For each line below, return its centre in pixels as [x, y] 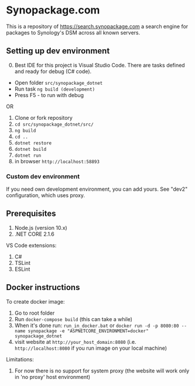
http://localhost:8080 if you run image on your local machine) [91, 348]
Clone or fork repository [44, 118]
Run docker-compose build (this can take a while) [73, 319]
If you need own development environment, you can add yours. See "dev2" [97, 189]
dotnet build [30, 149]
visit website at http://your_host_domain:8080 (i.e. [75, 342]
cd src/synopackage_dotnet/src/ [54, 124]
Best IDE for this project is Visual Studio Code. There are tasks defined [100, 65]
